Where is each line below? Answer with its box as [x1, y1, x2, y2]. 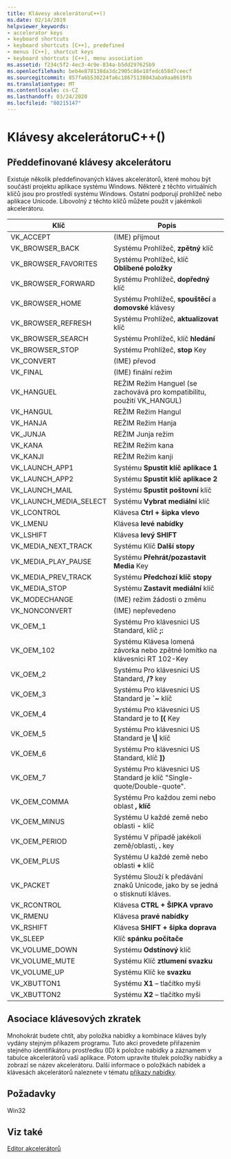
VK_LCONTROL [10, 508, 61, 517]
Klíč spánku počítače [113, 934, 184, 943]
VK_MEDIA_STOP [10, 583, 67, 593]
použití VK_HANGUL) [113, 395, 182, 405]
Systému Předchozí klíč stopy [113, 572, 212, 582]
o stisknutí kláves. [113, 889, 171, 899]
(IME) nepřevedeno [113, 605, 177, 615]
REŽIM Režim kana [113, 440, 174, 450]
